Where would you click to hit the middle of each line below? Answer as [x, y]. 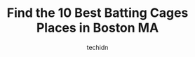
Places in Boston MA [97, 28]
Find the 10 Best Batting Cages [97, 13]
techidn [97, 47]
